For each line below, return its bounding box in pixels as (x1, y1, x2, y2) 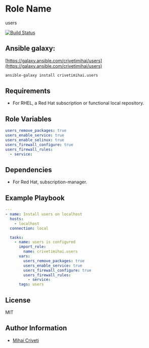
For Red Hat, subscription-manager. (12, 179, 87, 185)
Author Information (5, 324, 67, 332)
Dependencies (5, 165, 52, 174)
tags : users (18, 282, 44, 287)
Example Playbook (5, 193, 65, 202)
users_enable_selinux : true (5, 137, 65, 142)
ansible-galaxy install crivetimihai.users (5, 73, 98, 78)
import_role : (18, 244, 46, 250)
